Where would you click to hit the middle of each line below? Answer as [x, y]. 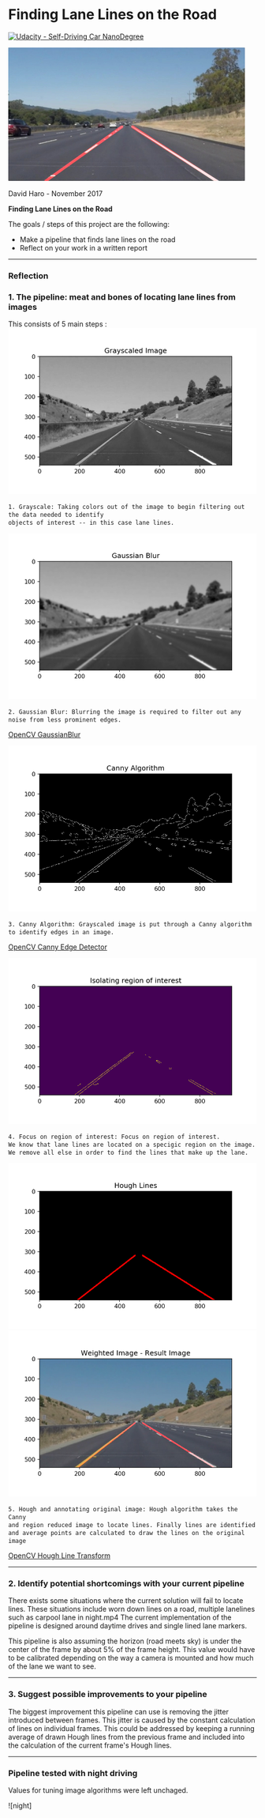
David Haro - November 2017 [56, 193]
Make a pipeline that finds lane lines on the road [97, 240]
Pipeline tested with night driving [73, 1773]
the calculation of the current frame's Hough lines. [90, 1745]
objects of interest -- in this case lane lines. [91, 523]
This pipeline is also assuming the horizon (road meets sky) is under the [125, 1641]
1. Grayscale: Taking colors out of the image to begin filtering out [127, 507]
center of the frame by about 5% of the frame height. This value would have [132, 1650]
